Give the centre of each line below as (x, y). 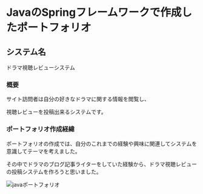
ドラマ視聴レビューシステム (41, 68)
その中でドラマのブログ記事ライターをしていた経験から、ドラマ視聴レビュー (102, 164)
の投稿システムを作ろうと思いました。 (54, 172)
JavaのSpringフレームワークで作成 (94, 12)
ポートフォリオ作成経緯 (40, 129)
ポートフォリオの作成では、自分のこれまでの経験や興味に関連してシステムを (102, 144)
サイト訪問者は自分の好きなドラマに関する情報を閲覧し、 (78, 99)
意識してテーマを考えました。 (43, 151)
